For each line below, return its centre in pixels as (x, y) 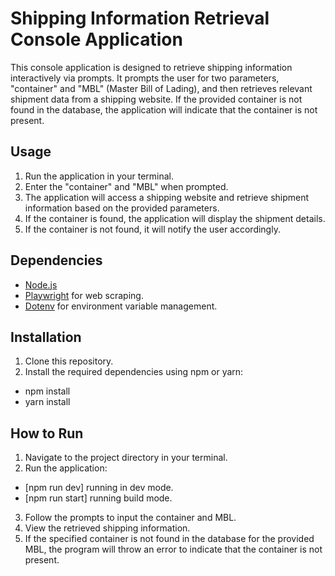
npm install (47, 391)
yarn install (47, 402)
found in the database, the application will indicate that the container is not (164, 109)
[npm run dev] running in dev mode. (99, 488)
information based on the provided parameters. (122, 208)
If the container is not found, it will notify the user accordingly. (152, 229)
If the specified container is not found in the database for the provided (169, 539)
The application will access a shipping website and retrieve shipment (167, 197)
